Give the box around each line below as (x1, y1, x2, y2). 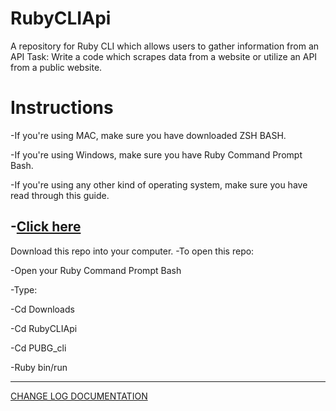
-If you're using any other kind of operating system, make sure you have (10, 178, 308, 191)
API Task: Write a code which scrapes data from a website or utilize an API (10, 50, 318, 62)
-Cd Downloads (10, 303, 75, 315)
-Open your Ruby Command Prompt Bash (10, 264, 182, 276)
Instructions (10, 97, 114, 119)
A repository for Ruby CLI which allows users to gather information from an (10, 40, 320, 52)
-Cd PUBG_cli (10, 342, 67, 354)
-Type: (10, 283, 38, 296)
